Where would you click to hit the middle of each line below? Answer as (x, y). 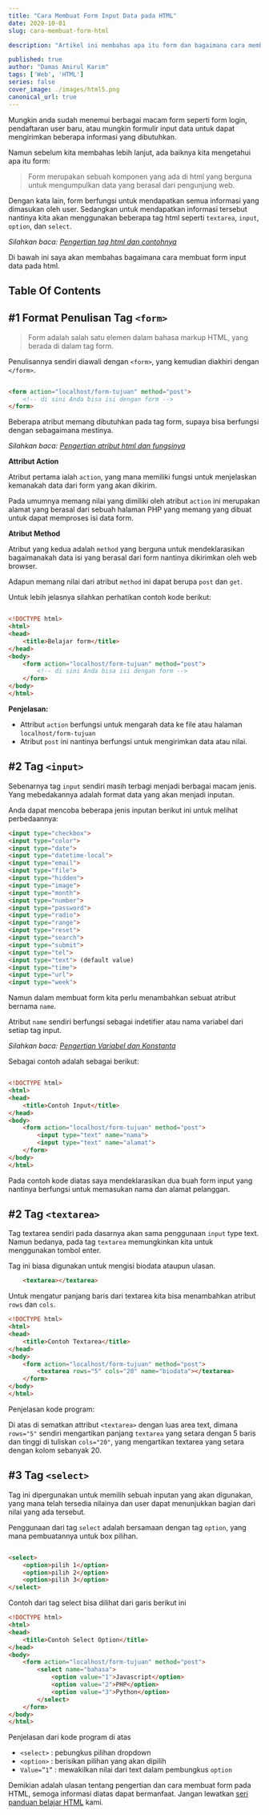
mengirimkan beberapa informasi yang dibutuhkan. (93, 136)
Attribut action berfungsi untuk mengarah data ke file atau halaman (131, 724)
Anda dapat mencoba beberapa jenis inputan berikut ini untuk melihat (123, 810)
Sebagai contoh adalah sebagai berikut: (74, 1061)
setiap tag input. (35, 1031)
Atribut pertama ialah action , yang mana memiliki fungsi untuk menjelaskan (132, 477)
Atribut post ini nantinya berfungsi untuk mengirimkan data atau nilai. (134, 741)
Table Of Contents (55, 291)
